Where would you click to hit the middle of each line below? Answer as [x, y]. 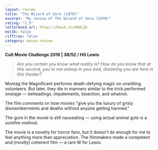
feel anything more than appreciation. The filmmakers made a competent [78, 137]
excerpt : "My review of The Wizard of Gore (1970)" [58, 18]
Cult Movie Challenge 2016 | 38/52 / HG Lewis [52, 55]
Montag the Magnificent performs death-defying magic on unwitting [73, 83]
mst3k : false [18, 32]
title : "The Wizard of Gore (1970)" [42, 14]
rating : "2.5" [19, 23]
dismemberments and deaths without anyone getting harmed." [67, 108]
